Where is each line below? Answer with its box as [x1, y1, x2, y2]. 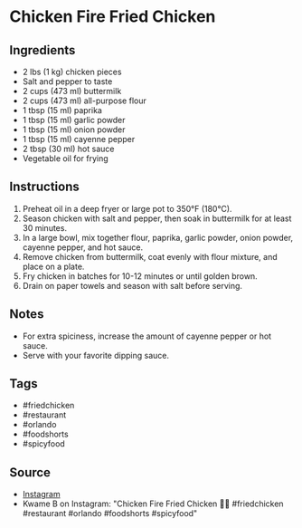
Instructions [9, 179, 80, 195]
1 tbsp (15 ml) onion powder [22, 124, 126, 135]
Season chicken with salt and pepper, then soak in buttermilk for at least [22, 213, 292, 224]
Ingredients [9, 43, 76, 58]
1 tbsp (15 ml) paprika [22, 105, 102, 115]
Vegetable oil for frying [22, 153, 109, 164]
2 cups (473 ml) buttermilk [22, 86, 122, 96]
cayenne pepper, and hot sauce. [22, 242, 143, 253]
